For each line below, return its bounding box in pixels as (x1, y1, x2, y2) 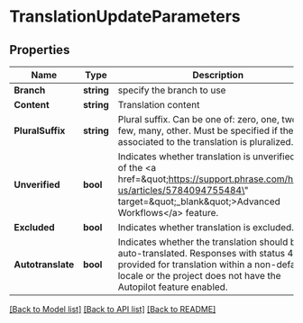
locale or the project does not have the (117, 270, 281, 282)
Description (192, 69, 244, 81)
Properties (9, 42, 70, 58)
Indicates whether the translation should (117, 236, 289, 248)
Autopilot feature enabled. (117, 281, 228, 293)
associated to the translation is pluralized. (117, 136, 294, 148)
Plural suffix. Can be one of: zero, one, (117, 113, 280, 125)
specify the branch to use (117, 84, 226, 96)
